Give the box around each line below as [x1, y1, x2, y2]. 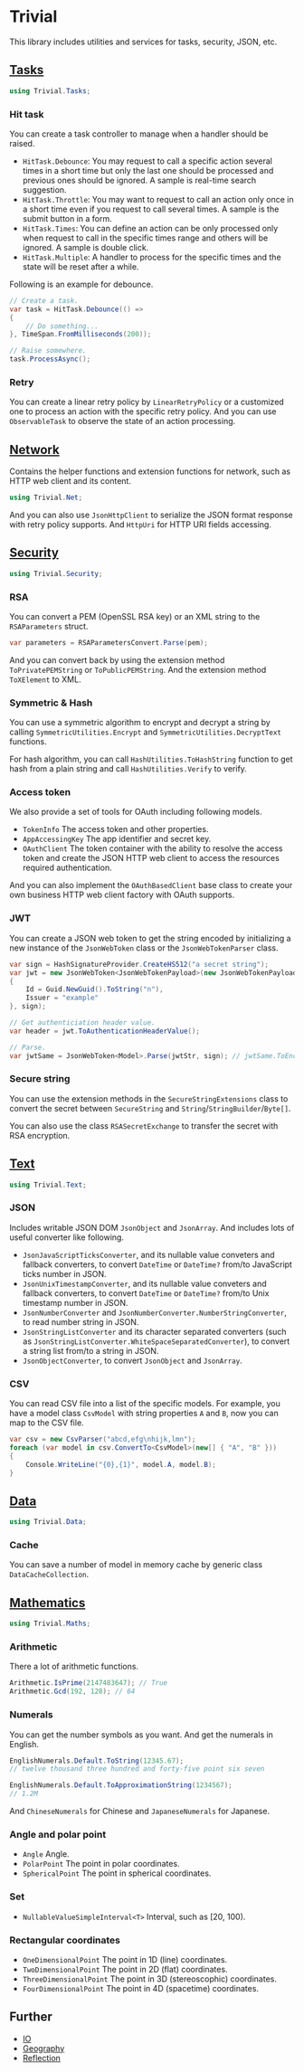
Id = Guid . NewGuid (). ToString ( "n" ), [25, 985, 165, 994]
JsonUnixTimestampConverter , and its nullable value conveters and [22, 1278, 267, 1289]
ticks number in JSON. [22, 1268, 107, 1279]
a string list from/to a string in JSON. [22, 1345, 159, 1356]
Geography [22, 2042, 65, 2054]
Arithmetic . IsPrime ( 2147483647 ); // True [9, 1679, 168, 1688]
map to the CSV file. [9, 1417, 84, 1428]
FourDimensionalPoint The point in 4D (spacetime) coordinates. [22, 1982, 260, 1993]
